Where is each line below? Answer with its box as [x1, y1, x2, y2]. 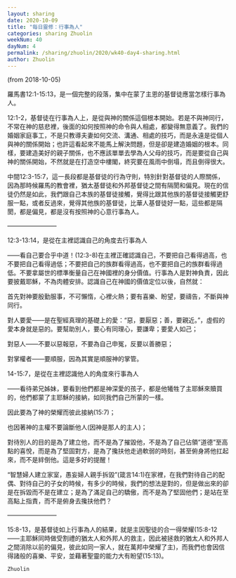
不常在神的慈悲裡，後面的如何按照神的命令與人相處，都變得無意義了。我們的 [7, 122, 229, 131]
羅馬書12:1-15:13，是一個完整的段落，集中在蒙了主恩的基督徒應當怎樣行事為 [7, 89, 226, 98]
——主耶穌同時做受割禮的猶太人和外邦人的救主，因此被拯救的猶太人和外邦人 [7, 534, 229, 542]
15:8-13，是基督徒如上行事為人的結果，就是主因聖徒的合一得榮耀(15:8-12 [7, 525, 218, 534]
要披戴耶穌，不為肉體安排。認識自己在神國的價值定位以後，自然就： [7, 277, 204, 285]
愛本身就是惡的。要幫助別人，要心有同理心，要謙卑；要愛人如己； [7, 324, 198, 333]
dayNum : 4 [7, 43, 37, 50]
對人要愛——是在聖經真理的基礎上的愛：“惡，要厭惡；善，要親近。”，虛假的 [7, 315, 225, 324]
